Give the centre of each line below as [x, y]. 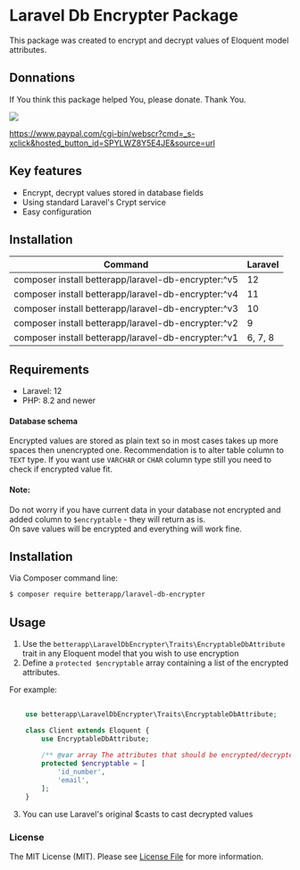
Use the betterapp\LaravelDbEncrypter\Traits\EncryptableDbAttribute [154, 644]
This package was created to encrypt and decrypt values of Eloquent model [149, 40]
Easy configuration [57, 212]
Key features [46, 171]
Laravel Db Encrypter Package [124, 16]
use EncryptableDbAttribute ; [96, 739]
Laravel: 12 [42, 391]
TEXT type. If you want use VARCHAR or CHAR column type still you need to [141, 460]
